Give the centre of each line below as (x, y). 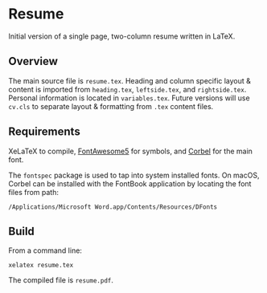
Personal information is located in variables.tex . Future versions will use (129, 98)
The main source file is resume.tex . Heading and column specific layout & (130, 80)
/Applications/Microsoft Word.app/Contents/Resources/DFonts (113, 207)
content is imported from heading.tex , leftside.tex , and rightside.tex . (127, 89)
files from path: (33, 192)
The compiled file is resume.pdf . (61, 280)
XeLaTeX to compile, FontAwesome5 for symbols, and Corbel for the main (131, 151)
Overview (33, 61)
